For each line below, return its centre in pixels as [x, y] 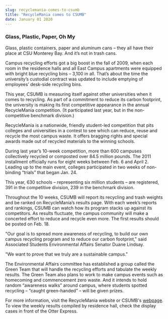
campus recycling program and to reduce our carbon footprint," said [76, 239]
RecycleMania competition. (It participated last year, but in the [69, 110]
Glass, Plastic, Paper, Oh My [40, 37]
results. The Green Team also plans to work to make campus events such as [84, 274]
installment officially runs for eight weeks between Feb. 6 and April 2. [77, 162]
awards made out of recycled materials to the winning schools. [70, 141]
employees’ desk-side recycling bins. [44, 84]
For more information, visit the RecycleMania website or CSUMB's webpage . [84, 300]
